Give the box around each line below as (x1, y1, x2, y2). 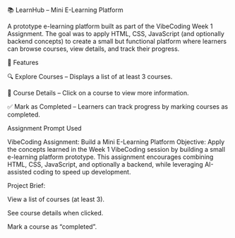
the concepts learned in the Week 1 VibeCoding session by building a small (7, 145, 226, 153)
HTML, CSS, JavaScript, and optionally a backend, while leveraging (7, 160, 203, 168)
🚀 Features (7, 59, 39, 66)
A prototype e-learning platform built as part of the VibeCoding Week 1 (7, 22, 213, 30)
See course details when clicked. (7, 209, 104, 217)
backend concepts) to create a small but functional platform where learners (7, 37, 227, 45)
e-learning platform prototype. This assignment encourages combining (7, 153, 214, 161)
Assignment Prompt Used (7, 124, 83, 132)
